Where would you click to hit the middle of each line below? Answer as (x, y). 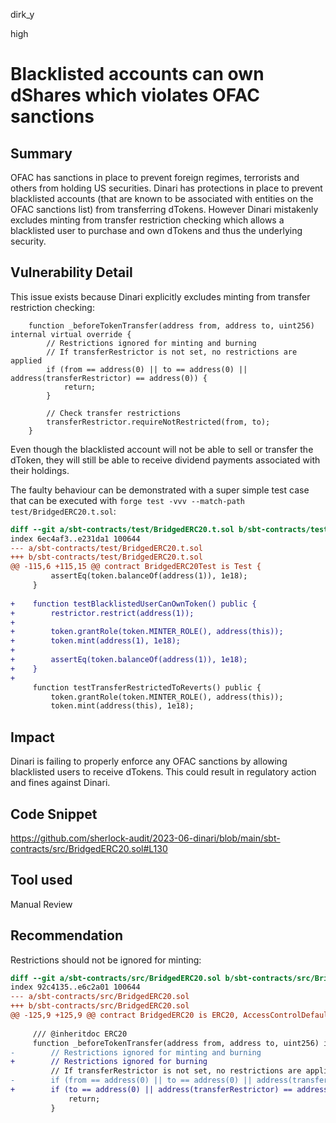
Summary (41, 153)
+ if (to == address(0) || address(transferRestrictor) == (151, 1090)
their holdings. (40, 470)
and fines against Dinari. (60, 783)
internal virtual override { (71, 334)
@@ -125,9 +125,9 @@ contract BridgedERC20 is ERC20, (125, 1015)
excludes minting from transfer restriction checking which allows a (147, 220)
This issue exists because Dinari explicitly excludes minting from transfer (160, 296)
